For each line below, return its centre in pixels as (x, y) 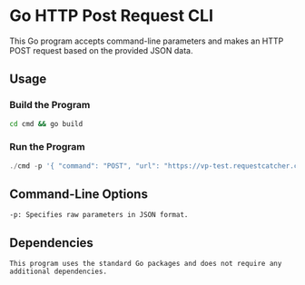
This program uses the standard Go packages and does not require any (146, 264)
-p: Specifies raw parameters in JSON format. (99, 215)
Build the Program (50, 105)
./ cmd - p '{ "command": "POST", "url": (85, 166)
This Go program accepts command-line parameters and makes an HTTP (147, 41)
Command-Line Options (79, 195)
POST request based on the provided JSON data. (101, 50)
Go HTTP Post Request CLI (111, 16)
